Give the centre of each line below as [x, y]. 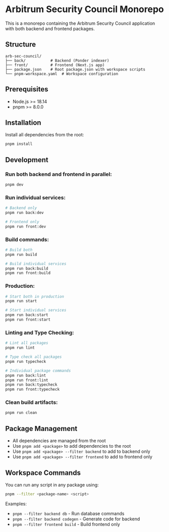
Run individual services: [35, 197]
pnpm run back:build [27, 269]
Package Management [41, 428]
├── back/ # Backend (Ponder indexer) [57, 61]
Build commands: [27, 239]
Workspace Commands [43, 473]
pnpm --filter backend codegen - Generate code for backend [76, 519]
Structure [21, 45]
